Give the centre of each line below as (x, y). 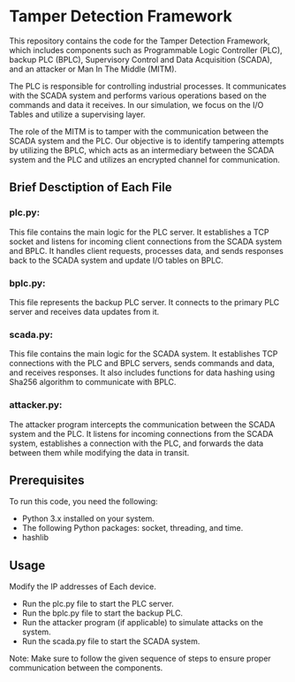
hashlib (35, 538)
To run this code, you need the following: (83, 502)
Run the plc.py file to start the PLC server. (98, 604)
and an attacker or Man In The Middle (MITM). (93, 69)
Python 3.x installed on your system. (88, 518)
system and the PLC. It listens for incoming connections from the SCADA (141, 433)
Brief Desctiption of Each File (91, 188)
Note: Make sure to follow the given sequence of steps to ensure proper (140, 659)
